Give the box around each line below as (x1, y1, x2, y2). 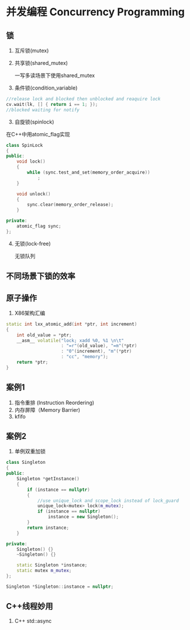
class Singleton (6, 460, 46, 466)
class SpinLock (6, 142, 43, 148)
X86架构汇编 (14, 309, 46, 316)
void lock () (16, 159, 46, 164)
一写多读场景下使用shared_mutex (14, 72, 95, 79)
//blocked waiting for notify (6, 106, 80, 113)
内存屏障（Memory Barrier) (14, 406, 81, 413)
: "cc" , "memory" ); (61, 354, 109, 360)
